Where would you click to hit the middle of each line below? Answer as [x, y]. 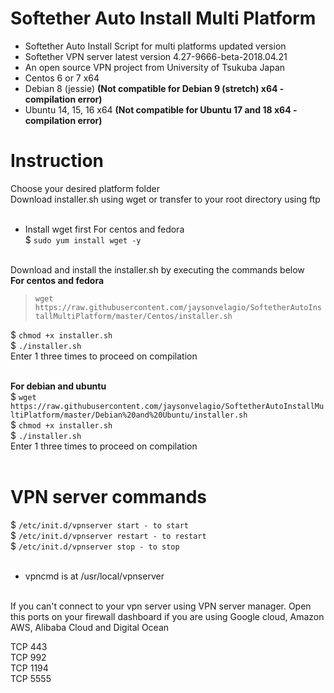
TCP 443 [29, 646]
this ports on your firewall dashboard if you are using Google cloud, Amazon [167, 616]
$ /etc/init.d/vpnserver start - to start [99, 524]
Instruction [57, 161]
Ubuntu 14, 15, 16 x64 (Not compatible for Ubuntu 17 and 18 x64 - [161, 109]
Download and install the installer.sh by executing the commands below [157, 269]
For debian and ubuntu [58, 386]
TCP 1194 [29, 668]
